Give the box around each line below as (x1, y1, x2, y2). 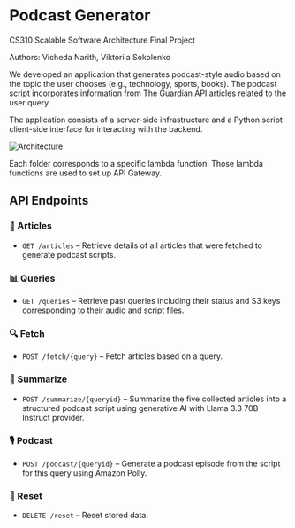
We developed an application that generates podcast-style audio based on (9, 68, 281, 80)
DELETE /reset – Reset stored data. (21, 510, 148, 521)
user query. (9, 97, 51, 107)
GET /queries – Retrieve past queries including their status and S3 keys (21, 295, 281, 306)
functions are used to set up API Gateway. (9, 167, 163, 178)
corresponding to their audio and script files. (21, 305, 185, 315)
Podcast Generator (9, 5, 151, 26)
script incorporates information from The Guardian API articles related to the (9, 88, 287, 98)
